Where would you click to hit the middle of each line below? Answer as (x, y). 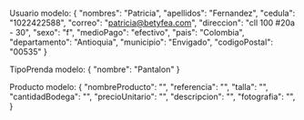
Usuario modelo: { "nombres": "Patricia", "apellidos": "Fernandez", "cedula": (152, 13)
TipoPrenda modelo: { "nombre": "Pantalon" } (95, 69)
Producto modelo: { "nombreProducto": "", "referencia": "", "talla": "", (139, 87)
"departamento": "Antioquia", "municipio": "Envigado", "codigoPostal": (141, 42)
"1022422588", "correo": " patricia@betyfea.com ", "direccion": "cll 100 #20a (152, 23)
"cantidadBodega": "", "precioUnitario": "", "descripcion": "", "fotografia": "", (152, 96)
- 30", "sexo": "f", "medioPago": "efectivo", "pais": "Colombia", (127, 32)
